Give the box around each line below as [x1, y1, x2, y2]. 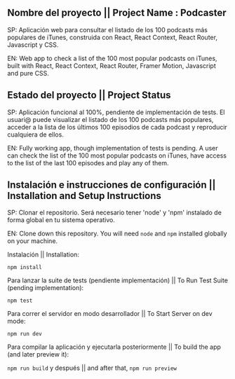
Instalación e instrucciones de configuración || [7, 179, 216, 191]
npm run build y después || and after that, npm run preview [7, 364, 177, 372]
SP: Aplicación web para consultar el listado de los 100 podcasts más [7, 25, 208, 34]
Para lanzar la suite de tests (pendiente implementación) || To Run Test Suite [7, 276, 228, 284]
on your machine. [7, 237, 58, 245]
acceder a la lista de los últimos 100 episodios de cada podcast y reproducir [7, 123, 228, 131]
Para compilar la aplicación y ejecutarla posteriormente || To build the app [7, 343, 221, 351]
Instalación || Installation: [7, 250, 79, 259]
